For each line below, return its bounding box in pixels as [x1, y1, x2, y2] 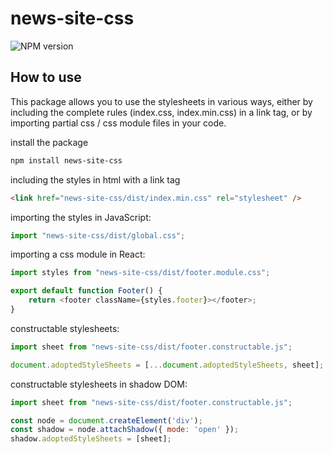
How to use [10, 69, 82, 86]
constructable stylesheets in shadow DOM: [10, 378, 188, 390]
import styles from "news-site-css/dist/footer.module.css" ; [10, 268, 271, 278]
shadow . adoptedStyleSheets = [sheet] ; [10, 434, 172, 444]
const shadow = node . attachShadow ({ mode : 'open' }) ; [10, 425, 240, 435]
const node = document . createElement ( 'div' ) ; [10, 415, 203, 426]
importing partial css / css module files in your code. [10, 117, 227, 129]
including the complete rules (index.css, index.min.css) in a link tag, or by [10, 106, 313, 118]
